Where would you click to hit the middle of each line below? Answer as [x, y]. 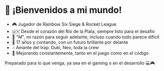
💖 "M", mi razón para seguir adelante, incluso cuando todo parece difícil [85, 37]
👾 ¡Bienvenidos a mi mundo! [63, 10]
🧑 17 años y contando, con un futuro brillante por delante [70, 42]
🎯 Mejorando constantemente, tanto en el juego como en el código [80, 53]
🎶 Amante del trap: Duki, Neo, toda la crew [55, 47]
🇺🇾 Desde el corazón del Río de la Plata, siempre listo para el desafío [83, 31]
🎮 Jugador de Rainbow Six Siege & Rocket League [64, 24]
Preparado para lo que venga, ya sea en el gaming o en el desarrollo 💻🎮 [80, 63]
